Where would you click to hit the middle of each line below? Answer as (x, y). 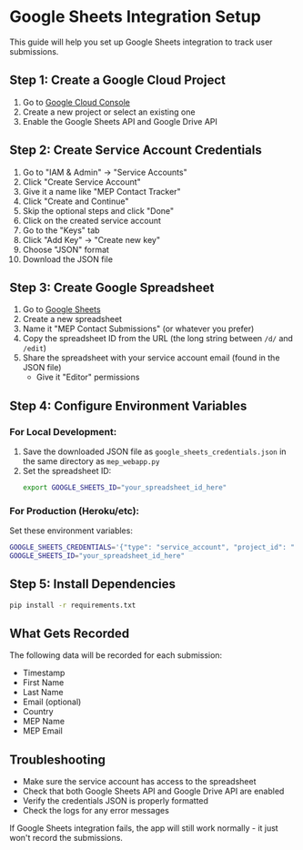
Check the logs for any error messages (96, 811)
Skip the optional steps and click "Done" (98, 210)
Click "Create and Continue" (76, 201)
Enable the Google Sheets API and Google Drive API (120, 121)
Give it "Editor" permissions (88, 377)
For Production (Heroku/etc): (74, 511)
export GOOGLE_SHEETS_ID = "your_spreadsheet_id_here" (125, 488)
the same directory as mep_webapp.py (91, 461)
